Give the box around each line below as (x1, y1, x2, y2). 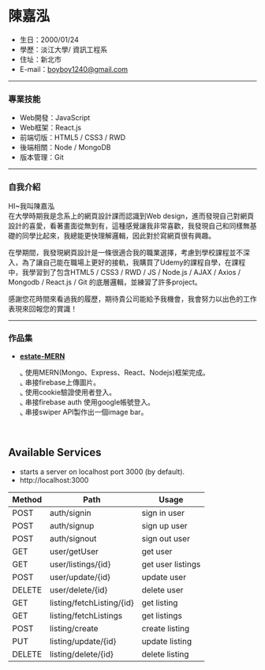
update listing (141, 635, 192, 646)
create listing (141, 623, 190, 634)
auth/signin (50, 507, 92, 518)
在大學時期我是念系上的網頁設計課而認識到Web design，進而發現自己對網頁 (8, 211, 255, 220)
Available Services (8, 446, 102, 459)
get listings (141, 610, 183, 621)
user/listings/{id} (50, 559, 111, 570)
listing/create (50, 623, 99, 634)
